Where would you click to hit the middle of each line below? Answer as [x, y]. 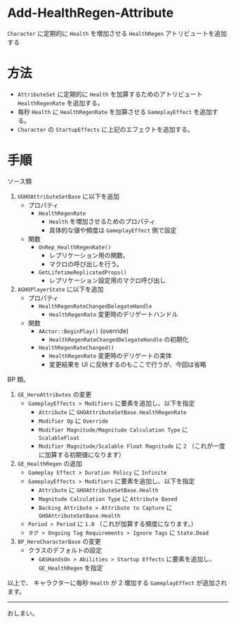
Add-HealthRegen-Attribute [91, 13]
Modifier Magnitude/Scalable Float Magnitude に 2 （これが [126, 446]
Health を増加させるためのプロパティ [102, 221]
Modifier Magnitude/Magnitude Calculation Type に [113, 429]
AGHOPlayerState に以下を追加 [60, 289]
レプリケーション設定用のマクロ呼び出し [107, 280]
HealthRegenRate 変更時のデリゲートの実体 [110, 355]
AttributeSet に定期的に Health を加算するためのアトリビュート [110, 94]
